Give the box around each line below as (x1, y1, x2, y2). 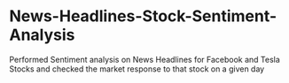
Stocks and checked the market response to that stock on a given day (9, 64, 265, 74)
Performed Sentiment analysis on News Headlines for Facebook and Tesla (9, 54, 281, 64)
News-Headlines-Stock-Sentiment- (9, 6, 277, 26)
